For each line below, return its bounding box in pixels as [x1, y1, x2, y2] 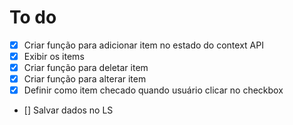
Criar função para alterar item [23, 73, 147, 85]
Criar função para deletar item [23, 62, 149, 74]
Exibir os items [23, 51, 85, 62]
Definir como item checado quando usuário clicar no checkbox [23, 84, 284, 96]
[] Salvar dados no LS [23, 104, 114, 116]
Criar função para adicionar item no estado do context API [23, 39, 264, 51]
